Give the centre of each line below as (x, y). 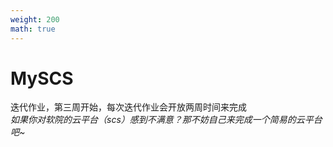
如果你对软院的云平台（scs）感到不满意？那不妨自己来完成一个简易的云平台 (166, 120)
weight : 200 (35, 19)
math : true (33, 29)
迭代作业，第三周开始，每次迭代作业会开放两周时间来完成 (128, 107)
